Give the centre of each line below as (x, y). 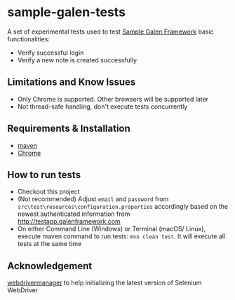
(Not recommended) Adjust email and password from (93, 199)
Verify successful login (51, 53)
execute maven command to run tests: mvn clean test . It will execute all (121, 236)
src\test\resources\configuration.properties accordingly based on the (123, 207)
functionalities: (29, 39)
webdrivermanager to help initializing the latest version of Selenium (105, 283)
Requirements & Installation (69, 129)
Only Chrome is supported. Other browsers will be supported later (113, 99)
